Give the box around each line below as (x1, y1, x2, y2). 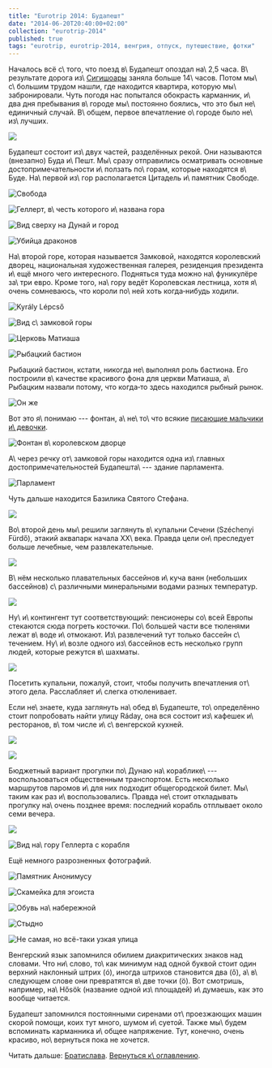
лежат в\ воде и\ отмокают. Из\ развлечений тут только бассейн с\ (8, 630, 240, 640)
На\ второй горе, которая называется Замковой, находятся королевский (8, 252, 261, 262)
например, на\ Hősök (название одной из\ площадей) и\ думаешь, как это (8, 984, 264, 995)
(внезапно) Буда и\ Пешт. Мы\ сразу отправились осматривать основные (8, 156, 263, 166)
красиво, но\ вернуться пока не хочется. (8, 1035, 150, 1044)
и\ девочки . (8, 422, 49, 432)
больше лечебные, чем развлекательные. (8, 542, 154, 552)
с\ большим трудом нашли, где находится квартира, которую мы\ (8, 82, 236, 92)
